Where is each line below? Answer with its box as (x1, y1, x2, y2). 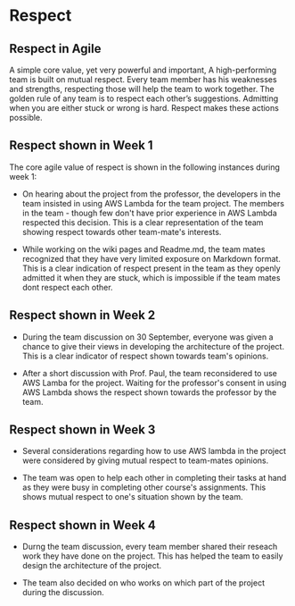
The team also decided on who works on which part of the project (21, 577, 266, 588)
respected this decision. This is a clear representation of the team (21, 216, 264, 228)
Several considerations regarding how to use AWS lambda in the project (21, 446, 287, 457)
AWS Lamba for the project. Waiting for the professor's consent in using (21, 377, 287, 388)
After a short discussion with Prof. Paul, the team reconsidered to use (21, 367, 278, 378)
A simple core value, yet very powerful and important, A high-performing (9, 64, 277, 75)
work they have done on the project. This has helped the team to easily (21, 551, 283, 561)
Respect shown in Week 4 (9, 518, 156, 533)
